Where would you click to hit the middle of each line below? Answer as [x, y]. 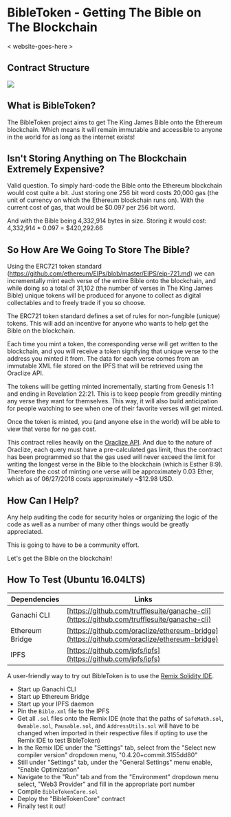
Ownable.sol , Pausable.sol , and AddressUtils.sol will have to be [108, 726]
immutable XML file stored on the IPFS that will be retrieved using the [105, 366]
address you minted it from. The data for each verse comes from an [103, 359]
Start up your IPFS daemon [55, 704]
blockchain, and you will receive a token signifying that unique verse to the [113, 351]
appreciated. [25, 531]
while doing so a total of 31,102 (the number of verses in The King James [110, 288]
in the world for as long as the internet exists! [71, 137]
